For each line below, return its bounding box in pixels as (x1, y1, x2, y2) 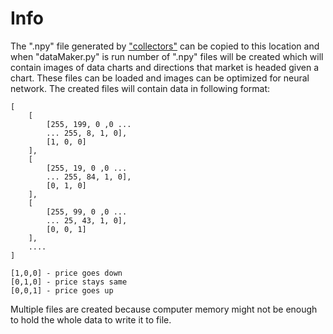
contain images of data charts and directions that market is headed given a (10, 61, 320, 73)
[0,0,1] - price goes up (10, 285, 114, 296)
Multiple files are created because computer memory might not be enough (10, 303, 318, 315)
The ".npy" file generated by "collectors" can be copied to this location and (10, 40, 320, 52)
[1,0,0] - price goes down (10, 268, 123, 278)
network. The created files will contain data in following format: (10, 82, 271, 94)
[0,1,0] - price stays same (10, 277, 128, 287)
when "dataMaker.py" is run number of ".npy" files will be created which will (10, 50, 324, 62)
